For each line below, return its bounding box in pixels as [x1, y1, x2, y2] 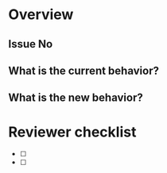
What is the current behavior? [8, 63, 159, 77]
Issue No [8, 37, 53, 51]
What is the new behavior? [8, 91, 143, 105]
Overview [8, 6, 74, 24]
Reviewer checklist [8, 123, 137, 140]
